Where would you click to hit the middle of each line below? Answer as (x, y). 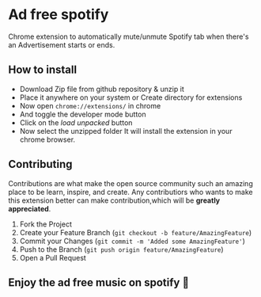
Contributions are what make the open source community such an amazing (130, 183)
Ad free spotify (59, 15)
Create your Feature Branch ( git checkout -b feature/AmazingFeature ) (136, 232)
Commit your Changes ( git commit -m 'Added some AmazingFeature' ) (132, 241)
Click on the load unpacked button (76, 122)
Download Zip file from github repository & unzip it (102, 89)
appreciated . (30, 208)
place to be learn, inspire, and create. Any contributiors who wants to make (130, 192)
